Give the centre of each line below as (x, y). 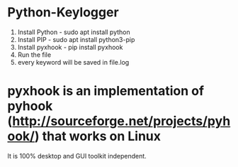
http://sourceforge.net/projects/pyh (121, 121)
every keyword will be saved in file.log (73, 62)
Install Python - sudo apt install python (74, 32)
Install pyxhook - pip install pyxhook (70, 47)
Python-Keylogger (63, 12)
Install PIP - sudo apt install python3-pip (76, 39)
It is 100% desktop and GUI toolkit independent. (77, 156)
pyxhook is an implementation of (106, 91)
